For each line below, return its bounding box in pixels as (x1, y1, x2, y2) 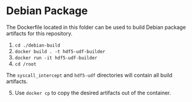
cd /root (14, 61, 37, 67)
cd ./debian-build (14, 42, 60, 48)
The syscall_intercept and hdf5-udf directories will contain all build (6, 71, 173, 78)
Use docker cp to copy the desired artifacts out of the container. (14, 89, 171, 96)
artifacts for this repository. (6, 29, 73, 37)
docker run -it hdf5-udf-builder (14, 55, 98, 61)
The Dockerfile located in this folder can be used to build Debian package (6, 24, 186, 31)
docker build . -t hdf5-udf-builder (14, 48, 105, 54)
